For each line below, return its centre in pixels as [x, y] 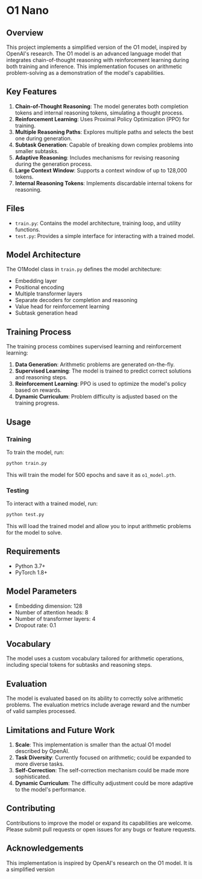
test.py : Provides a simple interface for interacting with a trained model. [105, 236]
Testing [17, 490]
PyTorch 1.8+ [31, 572]
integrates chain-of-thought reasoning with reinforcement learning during [98, 60]
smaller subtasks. [37, 151]
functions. [27, 229]
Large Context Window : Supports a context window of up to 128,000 [101, 170]
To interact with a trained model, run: [52, 503]
